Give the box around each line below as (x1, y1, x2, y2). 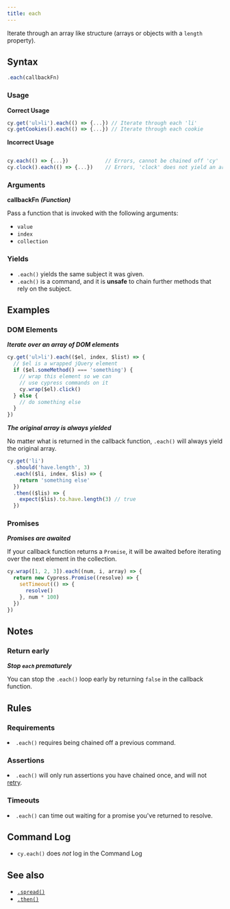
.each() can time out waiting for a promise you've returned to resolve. (16, 811, 214, 820)
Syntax (7, 56, 38, 68)
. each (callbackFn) (7, 74, 60, 81)
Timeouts (7, 796, 40, 805)
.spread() (16, 889, 46, 896)
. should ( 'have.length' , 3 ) (13, 464, 90, 471)
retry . (7, 778, 23, 787)
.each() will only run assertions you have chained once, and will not (16, 771, 207, 780)
